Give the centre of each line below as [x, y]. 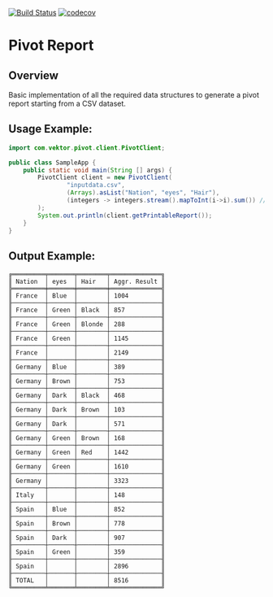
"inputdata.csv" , [96, 185]
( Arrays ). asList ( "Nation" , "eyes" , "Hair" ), [143, 193]
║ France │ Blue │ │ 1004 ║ [87, 296]
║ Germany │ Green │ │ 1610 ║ [87, 467]
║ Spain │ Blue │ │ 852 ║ [87, 510]
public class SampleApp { [52, 163]
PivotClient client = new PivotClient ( [105, 178]
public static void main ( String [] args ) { [98, 170]
